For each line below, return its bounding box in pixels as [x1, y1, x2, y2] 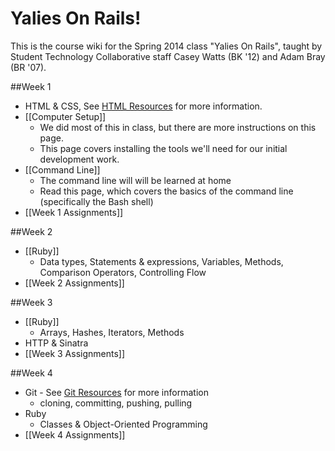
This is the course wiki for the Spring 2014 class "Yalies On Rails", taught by [10, 40, 323, 52]
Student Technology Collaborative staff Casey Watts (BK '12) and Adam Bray [10, 50, 326, 62]
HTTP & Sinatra [24, 337, 89, 349]
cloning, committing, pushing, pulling [39, 397, 193, 409]
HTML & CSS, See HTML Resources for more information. [24, 100, 263, 112]
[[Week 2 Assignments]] [24, 277, 125, 289]
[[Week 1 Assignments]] [24, 206, 124, 218]
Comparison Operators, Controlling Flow [39, 266, 207, 278]
